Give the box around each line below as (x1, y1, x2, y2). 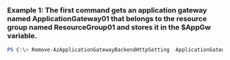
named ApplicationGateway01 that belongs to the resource (7, 14, 207, 23)
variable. (7, 31, 38, 40)
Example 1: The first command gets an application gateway (7, 5, 207, 15)
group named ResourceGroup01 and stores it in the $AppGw (7, 22, 211, 32)
